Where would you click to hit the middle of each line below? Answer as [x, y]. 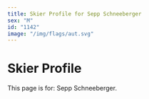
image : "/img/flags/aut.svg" [51, 34]
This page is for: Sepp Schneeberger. [62, 88]
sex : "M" [20, 21]
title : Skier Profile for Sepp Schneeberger [74, 14]
